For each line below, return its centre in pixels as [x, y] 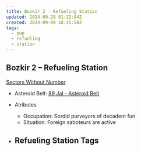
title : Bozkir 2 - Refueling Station [52, 11]
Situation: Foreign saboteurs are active [70, 122]
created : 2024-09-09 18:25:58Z [44, 22]
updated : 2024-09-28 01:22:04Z [44, 17]
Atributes [25, 104]
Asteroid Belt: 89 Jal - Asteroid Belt [57, 93]
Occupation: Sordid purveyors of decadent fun [79, 116]
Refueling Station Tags [57, 141]
